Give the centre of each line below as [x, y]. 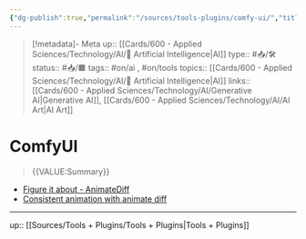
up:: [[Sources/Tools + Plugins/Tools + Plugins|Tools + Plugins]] [129, 224]
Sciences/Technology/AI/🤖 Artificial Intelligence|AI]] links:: [141, 80]
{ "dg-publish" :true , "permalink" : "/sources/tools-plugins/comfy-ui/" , [144, 18]
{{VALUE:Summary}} [71, 171]
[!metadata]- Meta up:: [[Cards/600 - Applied [117, 44]
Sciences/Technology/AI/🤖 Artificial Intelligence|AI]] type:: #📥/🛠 [153, 54]
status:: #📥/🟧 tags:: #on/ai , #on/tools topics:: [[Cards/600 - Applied [162, 67]
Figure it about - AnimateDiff [76, 189]
